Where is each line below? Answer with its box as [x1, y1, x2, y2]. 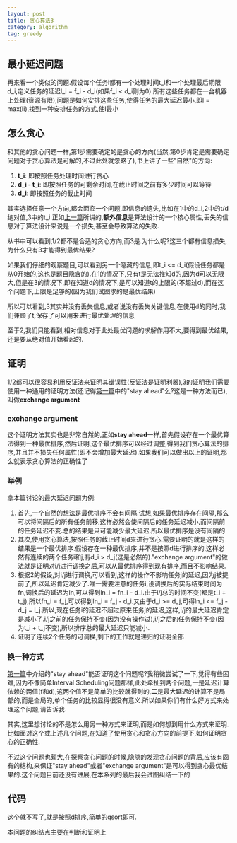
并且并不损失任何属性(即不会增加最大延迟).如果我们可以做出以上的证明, [15, 448, 221, 456]
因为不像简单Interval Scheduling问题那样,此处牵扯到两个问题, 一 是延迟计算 [15, 678, 230, 687]
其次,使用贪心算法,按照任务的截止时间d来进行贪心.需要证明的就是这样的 [17, 535, 225, 544]
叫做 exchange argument [7, 395, 80, 404]
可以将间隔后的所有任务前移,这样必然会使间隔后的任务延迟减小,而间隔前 [17, 518, 226, 526]
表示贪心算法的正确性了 [19, 457, 88, 465]
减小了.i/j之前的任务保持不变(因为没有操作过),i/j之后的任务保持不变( [23, 615, 218, 623]
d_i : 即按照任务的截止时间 [17, 189, 92, 197]
